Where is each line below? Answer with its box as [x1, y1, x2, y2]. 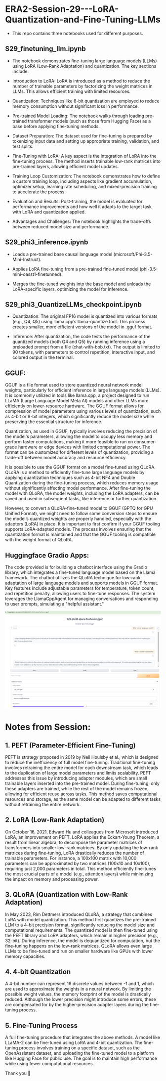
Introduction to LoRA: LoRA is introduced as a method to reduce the [12, 78, 150, 84]
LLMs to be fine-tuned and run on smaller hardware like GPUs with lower [5, 948, 153, 954]
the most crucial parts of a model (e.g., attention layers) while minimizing [5, 871, 154, 877]
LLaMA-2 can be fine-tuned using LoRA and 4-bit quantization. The [5, 1039, 143, 1046]
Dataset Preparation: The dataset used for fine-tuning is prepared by [12, 132, 152, 139]
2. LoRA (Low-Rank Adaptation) [5, 816, 105, 824]
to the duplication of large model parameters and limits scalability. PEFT [5, 770, 152, 776]
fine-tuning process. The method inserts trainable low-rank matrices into [12, 158, 161, 164]
